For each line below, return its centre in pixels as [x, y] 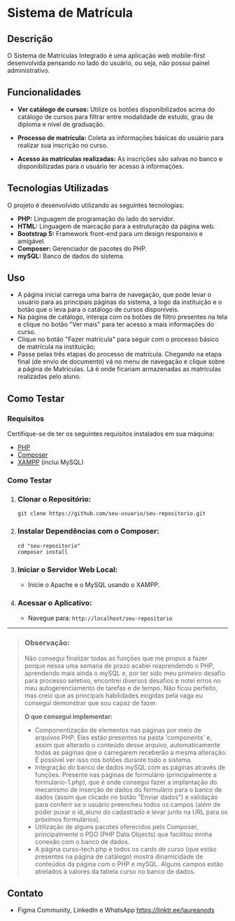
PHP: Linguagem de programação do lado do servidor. [96, 219]
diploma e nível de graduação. [61, 124]
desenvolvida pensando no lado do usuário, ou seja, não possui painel [108, 63]
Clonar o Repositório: [54, 499]
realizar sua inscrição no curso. [63, 145]
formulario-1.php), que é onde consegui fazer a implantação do [126, 782]
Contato [25, 893]
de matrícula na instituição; [56, 347]
